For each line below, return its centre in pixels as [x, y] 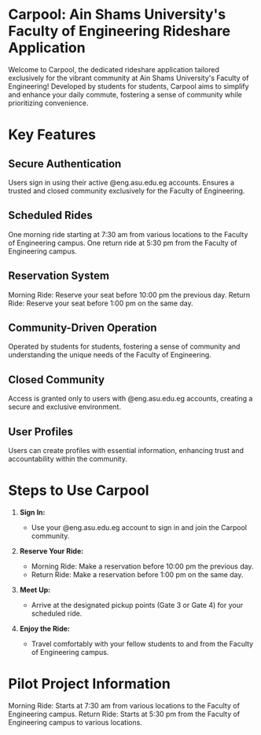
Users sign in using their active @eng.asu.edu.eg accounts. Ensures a [121, 182]
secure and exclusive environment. [65, 407]
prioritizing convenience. [48, 103]
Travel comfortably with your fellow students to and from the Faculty [142, 644]
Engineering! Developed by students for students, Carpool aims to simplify [129, 86]
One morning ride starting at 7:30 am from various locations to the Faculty [128, 234]
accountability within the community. [68, 459]
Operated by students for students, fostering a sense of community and [124, 346]
